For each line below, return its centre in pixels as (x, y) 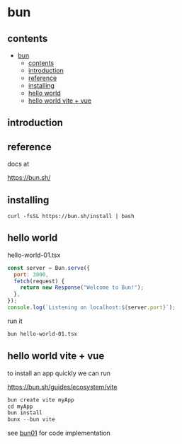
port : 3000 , (32, 274)
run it (15, 321)
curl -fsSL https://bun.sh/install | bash (71, 217)
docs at (18, 164)
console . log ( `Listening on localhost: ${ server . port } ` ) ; (91, 308)
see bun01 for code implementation (59, 433)
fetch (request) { (39, 281)
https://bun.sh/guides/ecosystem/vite (62, 387)
